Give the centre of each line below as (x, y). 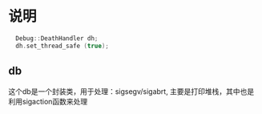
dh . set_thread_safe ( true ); (62, 46)
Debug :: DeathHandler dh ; (57, 38)
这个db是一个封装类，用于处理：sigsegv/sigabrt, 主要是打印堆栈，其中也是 (131, 91)
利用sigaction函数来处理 (48, 101)
